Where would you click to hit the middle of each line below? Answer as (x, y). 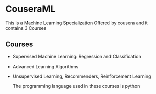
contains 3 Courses (26, 28)
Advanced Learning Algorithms (46, 66)
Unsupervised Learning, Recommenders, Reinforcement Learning (82, 76)
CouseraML (30, 9)
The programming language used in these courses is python (76, 86)
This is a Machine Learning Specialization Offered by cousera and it (77, 23)
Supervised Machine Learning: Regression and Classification (77, 56)
